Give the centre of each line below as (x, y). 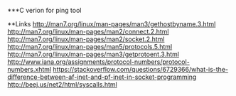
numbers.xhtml (29, 69)
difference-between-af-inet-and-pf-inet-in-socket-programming (102, 77)
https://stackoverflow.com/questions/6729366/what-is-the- (141, 69)
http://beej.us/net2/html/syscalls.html (62, 84)
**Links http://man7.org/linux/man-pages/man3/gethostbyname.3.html (112, 24)
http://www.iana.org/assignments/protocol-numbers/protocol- (98, 62)
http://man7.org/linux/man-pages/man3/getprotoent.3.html (93, 54)
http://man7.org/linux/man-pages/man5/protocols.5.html (90, 47)
